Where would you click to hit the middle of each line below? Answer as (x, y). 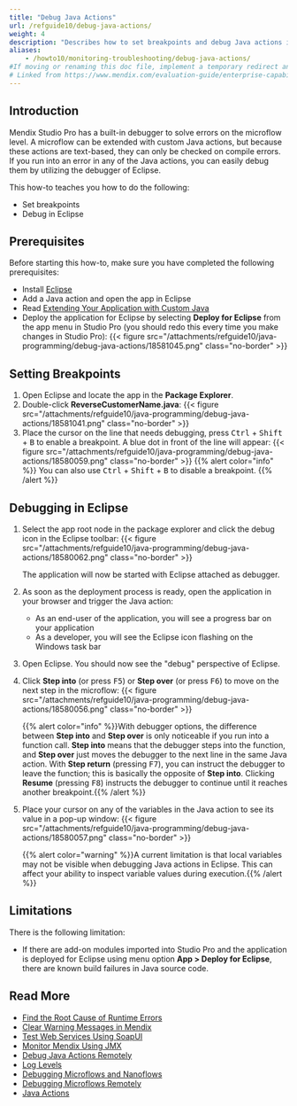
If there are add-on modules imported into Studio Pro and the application (154, 949)
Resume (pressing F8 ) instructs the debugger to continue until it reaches (155, 783)
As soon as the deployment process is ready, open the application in (147, 592)
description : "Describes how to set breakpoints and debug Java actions (146, 42)
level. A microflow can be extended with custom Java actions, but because (146, 142)
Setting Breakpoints (65, 374)
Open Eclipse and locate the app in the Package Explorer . (128, 395)
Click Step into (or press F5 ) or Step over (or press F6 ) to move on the (151, 681)
